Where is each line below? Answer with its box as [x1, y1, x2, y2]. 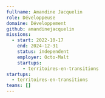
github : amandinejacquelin [6, 26, 75, 32]
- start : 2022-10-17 [12, 37, 64, 43]
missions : [6, 32, 32, 38]
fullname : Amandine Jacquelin [6, 9, 83, 15]
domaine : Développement [6, 20, 67, 26]
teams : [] [6, 83, 32, 89]
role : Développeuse [6, 15, 56, 21]
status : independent [17, 49, 69, 55]
